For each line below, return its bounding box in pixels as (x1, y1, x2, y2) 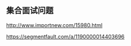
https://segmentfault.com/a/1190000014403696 (6, 33, 125, 40)
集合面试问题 (6, 5, 54, 16)
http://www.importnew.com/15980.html (6, 21, 103, 28)
